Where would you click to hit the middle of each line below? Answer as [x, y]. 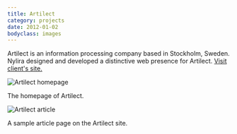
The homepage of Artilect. [46, 96]
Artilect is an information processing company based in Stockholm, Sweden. [118, 54]
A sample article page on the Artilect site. [68, 123]
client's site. [25, 68]
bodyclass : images [34, 33]
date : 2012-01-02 [33, 27]
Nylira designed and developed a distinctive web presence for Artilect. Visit [117, 61]
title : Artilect [31, 14]
